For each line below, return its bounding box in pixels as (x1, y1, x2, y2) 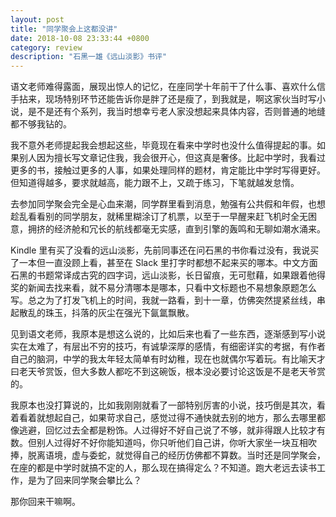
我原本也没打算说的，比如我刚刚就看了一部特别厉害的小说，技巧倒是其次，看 (10, 399, 326, 411)
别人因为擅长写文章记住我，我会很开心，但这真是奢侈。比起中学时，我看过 (18, 152, 326, 164)
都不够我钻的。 (10, 118, 72, 130)
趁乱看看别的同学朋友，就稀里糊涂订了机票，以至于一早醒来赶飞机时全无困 (10, 211, 317, 223)
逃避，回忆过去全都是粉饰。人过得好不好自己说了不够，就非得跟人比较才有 (18, 424, 326, 436)
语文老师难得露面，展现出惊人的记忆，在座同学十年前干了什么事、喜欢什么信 (10, 81, 326, 93)
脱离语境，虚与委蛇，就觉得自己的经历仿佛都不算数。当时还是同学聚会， (27, 449, 326, 461)
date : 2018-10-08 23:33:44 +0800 (10, 33, 150, 43)
